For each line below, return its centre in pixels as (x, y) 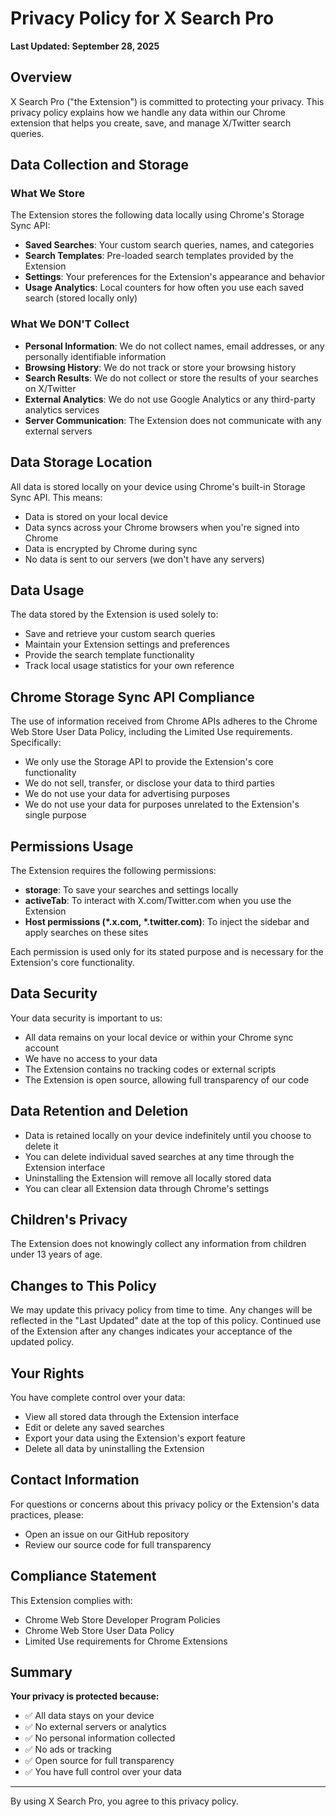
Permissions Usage (72, 846)
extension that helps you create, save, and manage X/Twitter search (151, 123)
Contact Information (75, 1480)
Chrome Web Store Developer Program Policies (122, 1619)
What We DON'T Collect (70, 324)
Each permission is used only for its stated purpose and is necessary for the (167, 951)
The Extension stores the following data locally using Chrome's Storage (157, 215)
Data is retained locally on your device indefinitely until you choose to (168, 1135)
